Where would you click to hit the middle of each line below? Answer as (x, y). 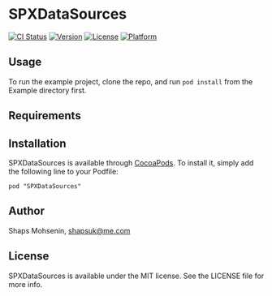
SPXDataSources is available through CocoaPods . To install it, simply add (131, 162)
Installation (37, 143)
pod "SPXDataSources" (45, 186)
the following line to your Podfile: (64, 171)
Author (26, 211)
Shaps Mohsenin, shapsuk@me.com (69, 230)
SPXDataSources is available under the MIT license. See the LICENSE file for (136, 276)
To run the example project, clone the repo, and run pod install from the (131, 81)
